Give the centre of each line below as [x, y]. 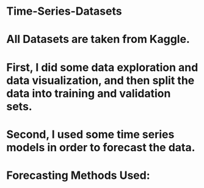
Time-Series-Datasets [64, 11]
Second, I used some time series [90, 134]
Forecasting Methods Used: [78, 175]
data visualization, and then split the [100, 80]
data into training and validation [89, 93]
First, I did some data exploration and [102, 67]
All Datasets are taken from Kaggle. [98, 39]
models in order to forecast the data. [101, 147]
